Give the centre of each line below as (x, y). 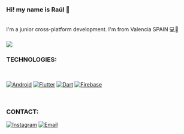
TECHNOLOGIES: (31, 59)
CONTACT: (22, 112)
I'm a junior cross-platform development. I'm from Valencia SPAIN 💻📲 (92, 29)
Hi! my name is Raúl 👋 (38, 10)
